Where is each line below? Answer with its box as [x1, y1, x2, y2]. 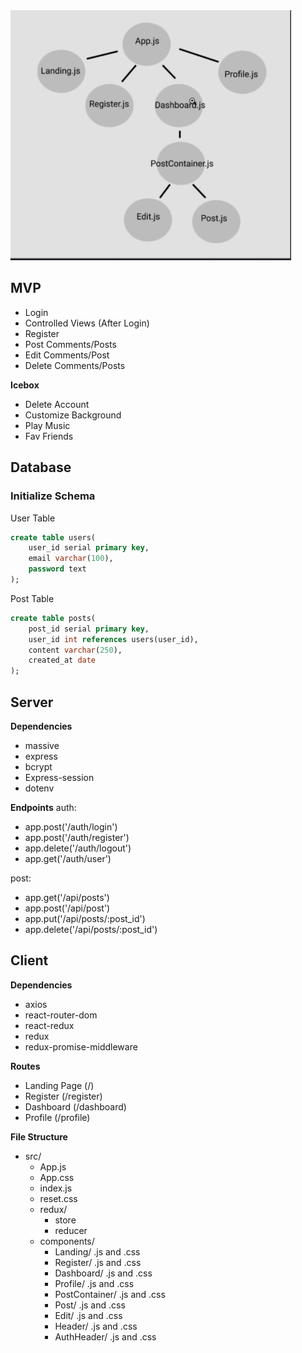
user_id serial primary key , [28, 543, 150, 553]
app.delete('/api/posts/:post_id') [24, 923, 158, 935]
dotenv [24, 782, 55, 794]
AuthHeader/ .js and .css [54, 1330, 157, 1343]
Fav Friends [24, 430, 74, 442]
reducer [54, 1224, 88, 1236]
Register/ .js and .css [54, 1256, 142, 1268]
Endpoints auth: [10, 801, 77, 813]
